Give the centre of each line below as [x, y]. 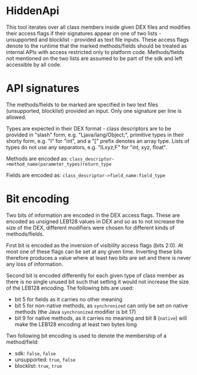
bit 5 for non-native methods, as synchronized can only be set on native [101, 305]
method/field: [23, 341]
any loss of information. [35, 264]
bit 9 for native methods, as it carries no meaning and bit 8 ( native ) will [101, 318]
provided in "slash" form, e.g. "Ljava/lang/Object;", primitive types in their [95, 135]
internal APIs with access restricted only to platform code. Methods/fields [95, 52]
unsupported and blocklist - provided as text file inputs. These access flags [98, 39]
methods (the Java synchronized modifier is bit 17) [75, 312]
